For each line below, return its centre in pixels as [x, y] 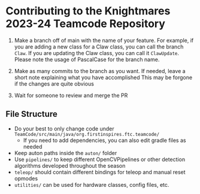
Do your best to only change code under [64, 128]
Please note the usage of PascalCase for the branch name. [87, 59]
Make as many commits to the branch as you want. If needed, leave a [100, 71]
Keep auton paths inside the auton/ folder [66, 153]
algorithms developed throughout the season [70, 165]
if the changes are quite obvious [54, 84]
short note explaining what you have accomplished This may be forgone [103, 77]
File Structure [31, 114]
